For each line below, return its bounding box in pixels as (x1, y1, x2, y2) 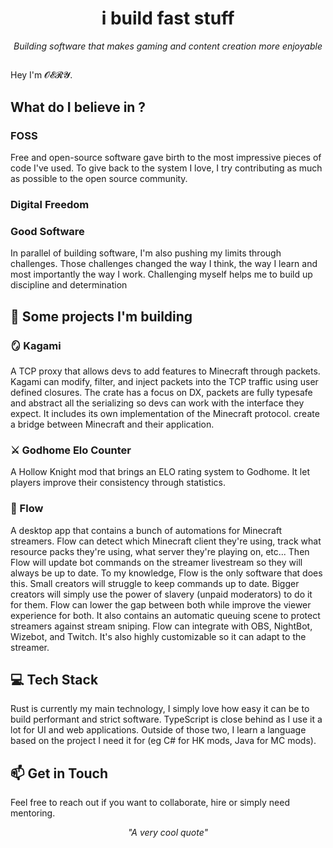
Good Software (10, 224, 85, 238)
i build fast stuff (101, 7, 235, 30)
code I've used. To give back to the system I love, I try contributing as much (10, 162, 323, 174)
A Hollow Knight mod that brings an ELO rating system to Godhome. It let (10, 466, 310, 478)
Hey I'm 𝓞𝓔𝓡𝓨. (10, 69, 73, 81)
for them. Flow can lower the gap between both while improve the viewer (10, 598, 312, 611)
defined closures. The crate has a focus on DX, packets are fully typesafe (10, 386, 313, 398)
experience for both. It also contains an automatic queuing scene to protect (10, 609, 321, 621)
